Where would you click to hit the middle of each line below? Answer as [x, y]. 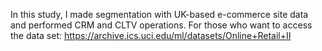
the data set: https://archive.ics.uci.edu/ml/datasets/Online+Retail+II [151, 35]
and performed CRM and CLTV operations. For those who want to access [161, 25]
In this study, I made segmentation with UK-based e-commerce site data [159, 14]
